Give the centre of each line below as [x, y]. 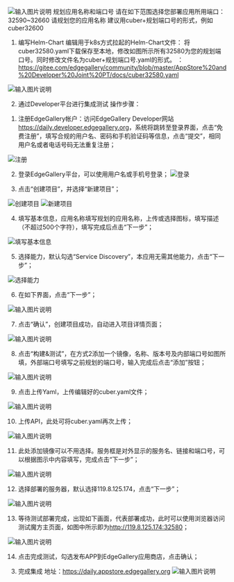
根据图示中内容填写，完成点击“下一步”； [82, 459]
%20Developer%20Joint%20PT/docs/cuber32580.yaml [98, 75]
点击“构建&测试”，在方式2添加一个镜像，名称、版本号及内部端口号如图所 [122, 353]
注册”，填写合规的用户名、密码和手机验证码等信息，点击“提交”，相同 [123, 136]
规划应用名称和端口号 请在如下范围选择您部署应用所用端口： [139, 11]
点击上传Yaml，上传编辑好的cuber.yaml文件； [83, 392]
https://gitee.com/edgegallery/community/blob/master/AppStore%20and [122, 67]
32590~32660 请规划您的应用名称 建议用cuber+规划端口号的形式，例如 [111, 20]
